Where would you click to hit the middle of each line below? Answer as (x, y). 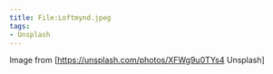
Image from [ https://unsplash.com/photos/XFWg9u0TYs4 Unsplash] (137, 60)
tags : (19, 26)
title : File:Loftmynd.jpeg (60, 18)
